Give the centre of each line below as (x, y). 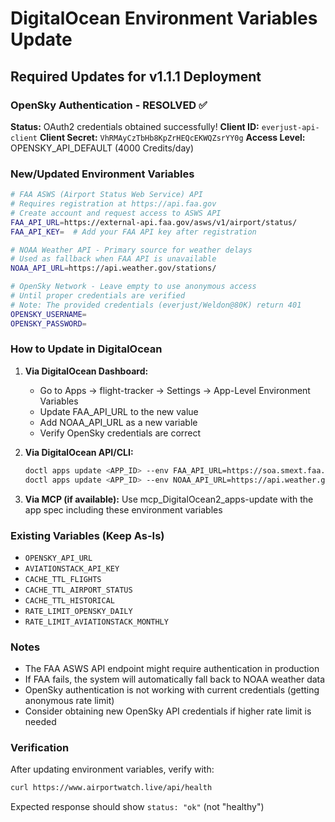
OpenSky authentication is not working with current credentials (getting (172, 690)
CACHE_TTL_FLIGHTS (63, 579)
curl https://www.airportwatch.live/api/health (111, 788)
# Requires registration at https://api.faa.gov (113, 204)
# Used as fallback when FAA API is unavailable (113, 259)
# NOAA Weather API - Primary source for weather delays (131, 250)
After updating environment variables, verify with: (112, 769)
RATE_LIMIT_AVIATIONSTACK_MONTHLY (96, 622)
